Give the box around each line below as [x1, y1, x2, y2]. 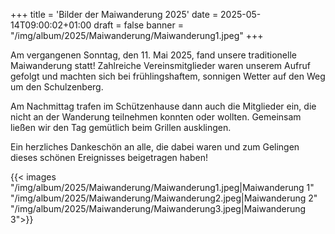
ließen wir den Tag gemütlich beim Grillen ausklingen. [10, 122, 232, 133]
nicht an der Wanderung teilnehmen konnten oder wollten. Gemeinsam [10, 111, 302, 123]
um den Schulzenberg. [10, 81, 104, 93]
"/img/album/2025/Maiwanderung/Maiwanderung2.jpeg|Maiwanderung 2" [10, 192, 318, 204]
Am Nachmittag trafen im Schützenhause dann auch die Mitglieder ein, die [10, 100, 317, 112]
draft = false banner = [93, 19, 184, 31]
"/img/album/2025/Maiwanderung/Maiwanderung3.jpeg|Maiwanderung [10, 203, 307, 214]
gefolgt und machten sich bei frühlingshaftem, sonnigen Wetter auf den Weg [10, 70, 326, 82]
